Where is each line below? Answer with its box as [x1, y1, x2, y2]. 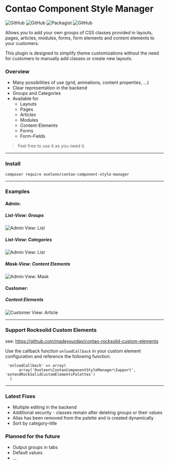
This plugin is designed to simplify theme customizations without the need [5, 50, 159, 56]
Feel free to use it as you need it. [17, 143, 86, 149]
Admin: [5, 200, 21, 207]
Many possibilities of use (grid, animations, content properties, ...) [12, 79, 149, 86]
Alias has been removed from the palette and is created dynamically [12, 415, 154, 421]
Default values [12, 450, 43, 456]
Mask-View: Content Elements [5, 261, 70, 267]
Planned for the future [5, 433, 60, 440]
